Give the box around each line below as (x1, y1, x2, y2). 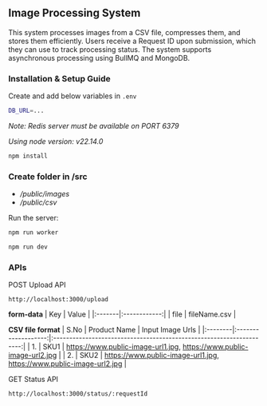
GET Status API (8, 375, 58, 384)
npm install (8, 152, 48, 160)
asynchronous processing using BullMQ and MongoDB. (8, 53, 190, 62)
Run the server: (8, 213, 59, 223)
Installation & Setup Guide (8, 73, 112, 84)
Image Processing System (8, 6, 141, 20)
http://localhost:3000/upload (8, 296, 109, 304)
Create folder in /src (8, 171, 88, 182)
